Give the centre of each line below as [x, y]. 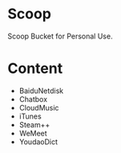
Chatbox [33, 99]
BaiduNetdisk [41, 91]
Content [35, 68]
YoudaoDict [38, 142]
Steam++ [34, 124]
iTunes [30, 116]
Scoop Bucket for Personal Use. [60, 36]
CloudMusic [39, 107]
